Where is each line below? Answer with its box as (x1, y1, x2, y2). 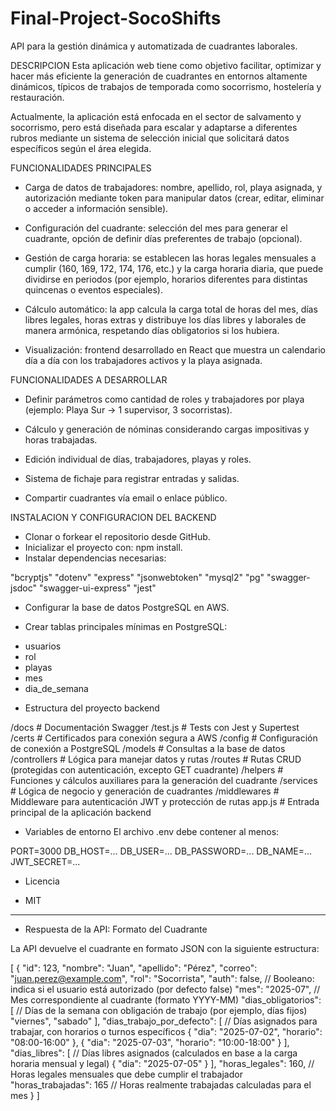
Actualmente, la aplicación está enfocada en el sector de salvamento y (10, 110, 302, 122)
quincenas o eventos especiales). (24, 283, 163, 296)
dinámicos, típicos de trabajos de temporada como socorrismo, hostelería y (10, 80, 322, 92)
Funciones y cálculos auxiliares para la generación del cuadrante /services (10, 774, 318, 786)
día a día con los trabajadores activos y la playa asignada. (24, 354, 263, 366)
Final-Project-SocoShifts (10, 7, 222, 30)
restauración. (10, 91, 65, 103)
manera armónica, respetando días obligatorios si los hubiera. (24, 324, 280, 336)
